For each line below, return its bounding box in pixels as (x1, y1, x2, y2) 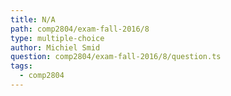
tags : (10, 61, 33, 71)
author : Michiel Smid (10, 42, 101, 53)
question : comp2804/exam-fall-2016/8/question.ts (10, 52, 222, 62)
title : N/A (10, 14, 56, 25)
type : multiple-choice (10, 33, 105, 43)
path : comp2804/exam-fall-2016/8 (10, 24, 150, 34)
